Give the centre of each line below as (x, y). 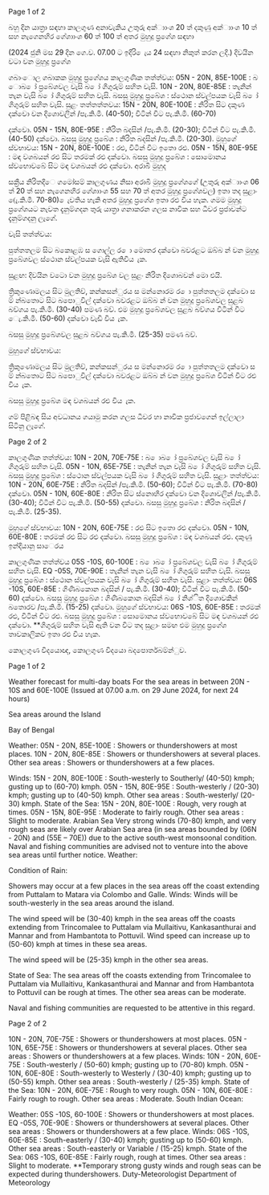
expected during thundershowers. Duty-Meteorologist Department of (122, 1174)
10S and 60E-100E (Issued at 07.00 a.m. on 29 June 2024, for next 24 (124, 690)
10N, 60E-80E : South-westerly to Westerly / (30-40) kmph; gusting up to (130, 1073)
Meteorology (29, 1183)
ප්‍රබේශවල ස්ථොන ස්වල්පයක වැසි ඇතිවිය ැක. (78, 259)
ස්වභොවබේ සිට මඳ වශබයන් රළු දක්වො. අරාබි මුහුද (88, 165)
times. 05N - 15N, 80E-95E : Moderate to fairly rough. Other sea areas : (126, 812)
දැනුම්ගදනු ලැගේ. (33, 218)
